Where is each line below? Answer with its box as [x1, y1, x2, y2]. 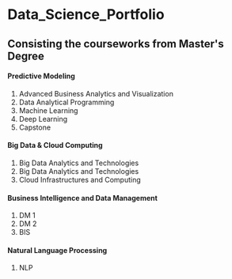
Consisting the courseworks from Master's [7, 37, 224, 51]
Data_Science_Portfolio [7, 6, 165, 24]
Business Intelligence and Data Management [7, 193, 158, 202]
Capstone [18, 123, 51, 132]
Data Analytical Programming [18, 97, 115, 107]
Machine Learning [18, 105, 78, 115]
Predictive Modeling [7, 71, 76, 81]
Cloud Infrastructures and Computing [18, 175, 142, 184]
